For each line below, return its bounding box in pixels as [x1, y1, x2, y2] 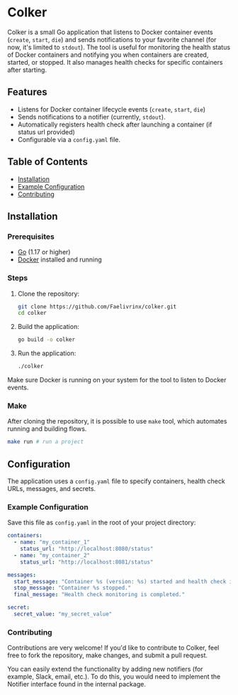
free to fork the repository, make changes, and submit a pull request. [7, 651, 208, 659]
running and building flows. [7, 424, 87, 433]
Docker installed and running [17, 255, 103, 264]
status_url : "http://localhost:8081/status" [20, 559, 154, 566]
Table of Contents [7, 156, 89, 168]
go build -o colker [17, 336, 76, 343]
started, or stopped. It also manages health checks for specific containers [7, 58, 223, 66]
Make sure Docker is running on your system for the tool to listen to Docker [7, 376, 227, 384]
